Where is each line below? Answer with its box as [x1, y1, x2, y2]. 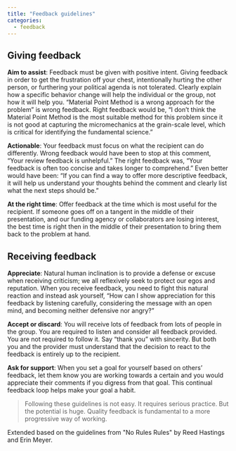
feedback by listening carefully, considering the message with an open [7, 299, 212, 307]
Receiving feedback [7, 250, 97, 262]
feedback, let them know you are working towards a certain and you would [7, 371, 223, 379]
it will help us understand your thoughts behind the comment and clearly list [7, 179, 228, 187]
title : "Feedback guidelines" [7, 10, 96, 18]
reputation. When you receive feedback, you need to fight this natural [7, 284, 209, 292]
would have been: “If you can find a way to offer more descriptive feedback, [7, 172, 228, 180]
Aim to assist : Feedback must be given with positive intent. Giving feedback [7, 68, 228, 77]
